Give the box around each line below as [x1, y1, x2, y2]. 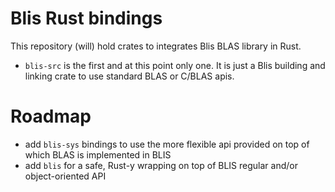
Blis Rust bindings [10, 7, 163, 30]
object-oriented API [24, 170, 107, 182]
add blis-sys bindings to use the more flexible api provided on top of [24, 138, 310, 150]
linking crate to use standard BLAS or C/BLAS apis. [24, 70, 235, 82]
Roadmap [10, 105, 92, 128]
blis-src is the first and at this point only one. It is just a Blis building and [24, 59, 326, 71]
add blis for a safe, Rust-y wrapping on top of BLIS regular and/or [24, 159, 298, 171]
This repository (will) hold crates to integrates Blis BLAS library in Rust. [10, 40, 302, 52]
